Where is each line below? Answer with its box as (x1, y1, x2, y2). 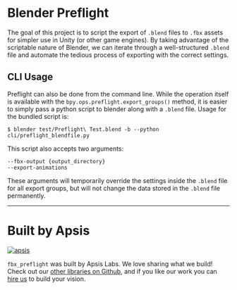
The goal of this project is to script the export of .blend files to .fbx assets (7, 28, 224, 37)
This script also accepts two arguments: (7, 144, 124, 153)
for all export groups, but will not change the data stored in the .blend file (7, 184, 221, 192)
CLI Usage (7, 71, 54, 83)
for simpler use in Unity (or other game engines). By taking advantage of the (7, 35, 229, 44)
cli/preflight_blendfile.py (7, 132, 90, 139)
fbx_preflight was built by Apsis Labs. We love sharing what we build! (7, 259, 213, 268)
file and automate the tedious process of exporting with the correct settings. (7, 51, 229, 59)
